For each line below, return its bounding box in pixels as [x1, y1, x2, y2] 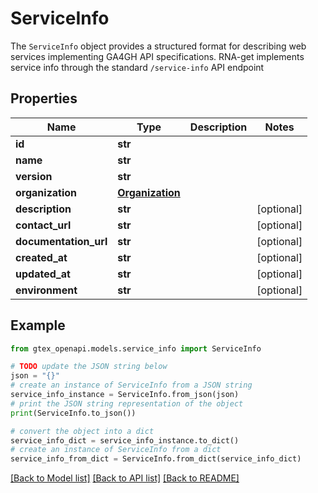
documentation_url [15, 234, 108, 248]
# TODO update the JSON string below [10, 362, 168, 372]
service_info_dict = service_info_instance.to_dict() [10, 435, 240, 446]
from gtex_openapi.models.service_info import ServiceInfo [10, 343, 262, 354]
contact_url [15, 218, 72, 232]
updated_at [15, 267, 71, 281]
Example [10, 317, 66, 334]
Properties [10, 90, 78, 107]
